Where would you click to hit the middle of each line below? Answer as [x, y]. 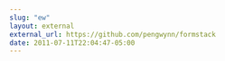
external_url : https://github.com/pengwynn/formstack [113, 34]
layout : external [42, 26]
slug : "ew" [30, 17]
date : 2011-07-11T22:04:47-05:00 [72, 43]
